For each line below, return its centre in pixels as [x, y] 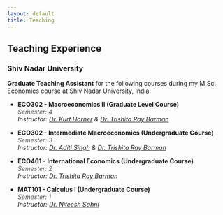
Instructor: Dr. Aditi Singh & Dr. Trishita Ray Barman [92, 148]
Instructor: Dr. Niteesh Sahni [58, 205]
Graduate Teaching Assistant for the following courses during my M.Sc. [112, 84]
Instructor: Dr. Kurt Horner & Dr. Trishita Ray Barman [93, 119]
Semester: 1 [34, 197]
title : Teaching [31, 20]
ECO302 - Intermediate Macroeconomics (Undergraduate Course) [116, 133]
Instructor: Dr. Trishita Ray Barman [67, 176]
